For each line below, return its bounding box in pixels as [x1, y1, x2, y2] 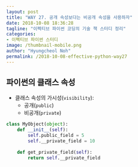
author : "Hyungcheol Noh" [6, 48, 71, 54]
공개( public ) [23, 102, 54, 109]
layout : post [6, 8, 39, 15]
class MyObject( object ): [6, 121, 68, 127]
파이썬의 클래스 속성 [6, 77, 76, 88]
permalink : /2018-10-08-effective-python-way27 [6, 53, 128, 59]
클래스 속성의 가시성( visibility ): [14, 94, 94, 102]
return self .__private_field [28, 154, 101, 161]
